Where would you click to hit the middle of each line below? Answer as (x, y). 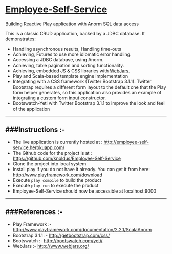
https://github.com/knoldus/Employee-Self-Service (67, 158)
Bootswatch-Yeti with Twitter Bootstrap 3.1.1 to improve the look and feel (89, 103)
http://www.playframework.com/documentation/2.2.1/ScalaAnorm (82, 229)
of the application (31, 109)
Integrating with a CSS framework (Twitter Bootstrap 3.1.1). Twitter (82, 81)
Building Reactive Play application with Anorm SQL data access (72, 24)
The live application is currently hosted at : (58, 142)
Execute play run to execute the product (56, 185)
